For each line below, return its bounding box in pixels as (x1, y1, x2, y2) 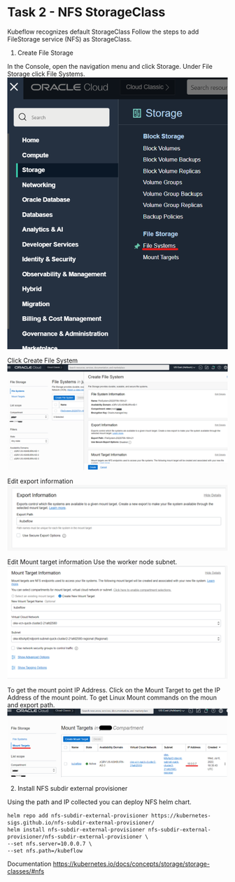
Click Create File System (7, 356, 78, 364)
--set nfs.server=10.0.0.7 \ (7, 841, 92, 848)
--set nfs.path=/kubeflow (7, 848, 83, 855)
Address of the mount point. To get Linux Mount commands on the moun (7, 693, 217, 702)
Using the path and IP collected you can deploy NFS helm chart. (7, 798, 192, 806)
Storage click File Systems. (7, 70, 85, 78)
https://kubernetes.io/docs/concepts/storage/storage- (52, 860, 210, 868)
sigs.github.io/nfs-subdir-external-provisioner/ (7, 820, 155, 827)
